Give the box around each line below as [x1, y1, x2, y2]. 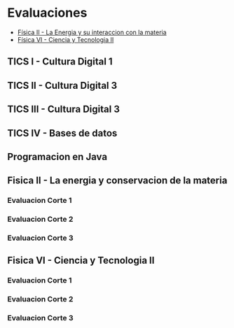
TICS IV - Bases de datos [7, 127, 118, 139]
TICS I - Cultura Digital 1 [7, 56, 113, 68]
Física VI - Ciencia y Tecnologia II [17, 35, 114, 43]
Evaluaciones [7, 5, 88, 21]
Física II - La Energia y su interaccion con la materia [17, 28, 167, 36]
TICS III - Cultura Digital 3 [7, 104, 121, 115]
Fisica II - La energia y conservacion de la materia [7, 175, 228, 187]
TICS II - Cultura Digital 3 [7, 79, 118, 92]
